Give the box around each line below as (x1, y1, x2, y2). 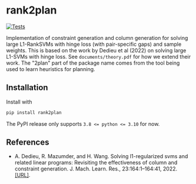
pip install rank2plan (6, 109, 62, 115)
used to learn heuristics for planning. (6, 65, 95, 72)
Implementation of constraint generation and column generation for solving (6, 34, 188, 41)
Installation (6, 83, 48, 93)
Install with (6, 98, 32, 105)
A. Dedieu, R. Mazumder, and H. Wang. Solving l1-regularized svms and (14, 153, 188, 160)
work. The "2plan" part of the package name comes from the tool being (6, 59, 180, 66)
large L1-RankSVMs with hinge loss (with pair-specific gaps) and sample (6, 41, 182, 48)
